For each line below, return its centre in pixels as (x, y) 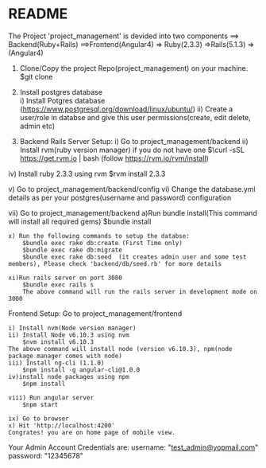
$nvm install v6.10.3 (58, 342)
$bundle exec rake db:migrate (73, 250)
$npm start (40, 404)
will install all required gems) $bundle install (80, 221)
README (38, 14)
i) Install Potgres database (62, 100)
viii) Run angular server (51, 398)
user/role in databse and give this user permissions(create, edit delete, (135, 117)
